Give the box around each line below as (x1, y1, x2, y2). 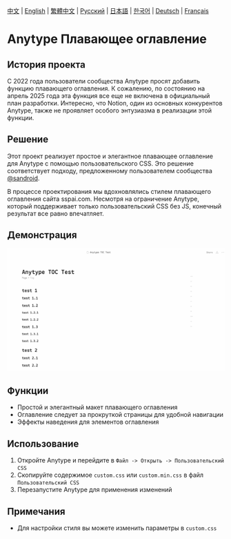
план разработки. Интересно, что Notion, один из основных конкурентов (7, 99, 223, 107)
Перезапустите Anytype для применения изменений (17, 486, 172, 494)
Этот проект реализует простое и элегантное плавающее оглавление (7, 152, 214, 160)
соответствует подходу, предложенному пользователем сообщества (7, 166, 212, 175)
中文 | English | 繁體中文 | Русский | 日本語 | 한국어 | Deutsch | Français (7, 7, 209, 14)
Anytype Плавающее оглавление (7, 31, 207, 47)
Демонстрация (7, 229, 77, 241)
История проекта (7, 59, 86, 70)
